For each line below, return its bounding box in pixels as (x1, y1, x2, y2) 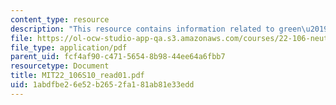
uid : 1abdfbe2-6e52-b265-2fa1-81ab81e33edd (10, 80, 195, 90)
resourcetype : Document (10, 61, 110, 71)
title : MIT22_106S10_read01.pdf (10, 71, 145, 81)
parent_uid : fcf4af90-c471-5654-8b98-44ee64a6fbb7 (10, 52, 226, 62)
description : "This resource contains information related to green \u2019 (10, 24, 329, 34)
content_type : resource (10, 14, 110, 25)
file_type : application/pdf (10, 42, 128, 53)
